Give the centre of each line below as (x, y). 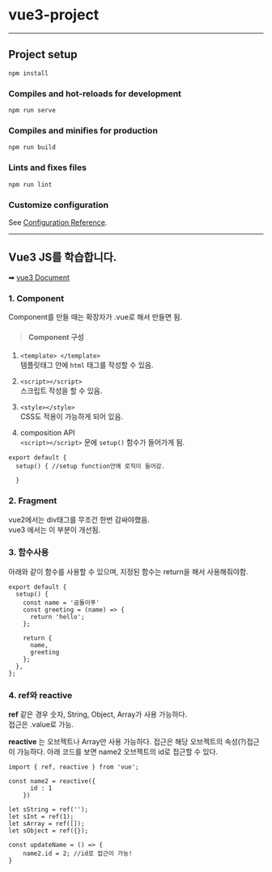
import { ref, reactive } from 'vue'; (74, 767)
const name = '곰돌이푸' (61, 603)
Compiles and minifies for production (83, 130)
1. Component (36, 298)
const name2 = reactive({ (52, 781)
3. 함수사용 (29, 552)
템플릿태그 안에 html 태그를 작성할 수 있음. (87, 365)
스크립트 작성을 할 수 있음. (61, 391)
